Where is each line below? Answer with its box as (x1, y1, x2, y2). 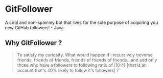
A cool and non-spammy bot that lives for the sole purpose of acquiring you (5, 19, 158, 25)
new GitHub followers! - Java (5, 24, 64, 30)
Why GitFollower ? (5, 39, 62, 47)
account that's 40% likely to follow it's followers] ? (17, 67, 119, 73)
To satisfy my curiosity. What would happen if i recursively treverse (17, 52, 153, 58)
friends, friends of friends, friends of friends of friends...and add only (17, 57, 158, 63)
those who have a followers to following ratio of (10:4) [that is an (17, 62, 147, 68)
